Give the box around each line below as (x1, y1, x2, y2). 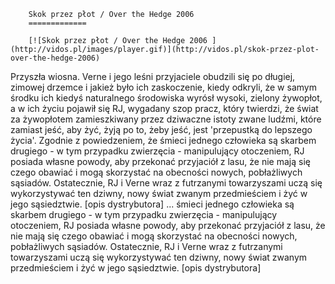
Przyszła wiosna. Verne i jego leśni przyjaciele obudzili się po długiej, (10, 71, 296, 82)
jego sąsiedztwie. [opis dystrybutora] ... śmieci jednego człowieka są (10, 198, 295, 210)
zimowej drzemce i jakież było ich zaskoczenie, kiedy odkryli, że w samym (10, 81, 317, 93)
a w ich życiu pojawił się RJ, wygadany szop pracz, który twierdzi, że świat (10, 103, 319, 114)
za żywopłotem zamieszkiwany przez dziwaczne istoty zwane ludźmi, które (10, 113, 322, 125)
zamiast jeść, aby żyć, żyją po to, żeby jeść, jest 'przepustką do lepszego (10, 124, 313, 135)
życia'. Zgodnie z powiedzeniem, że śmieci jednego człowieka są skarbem (10, 135, 317, 146)
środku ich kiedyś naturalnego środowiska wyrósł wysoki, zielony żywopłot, (10, 92, 323, 104)
